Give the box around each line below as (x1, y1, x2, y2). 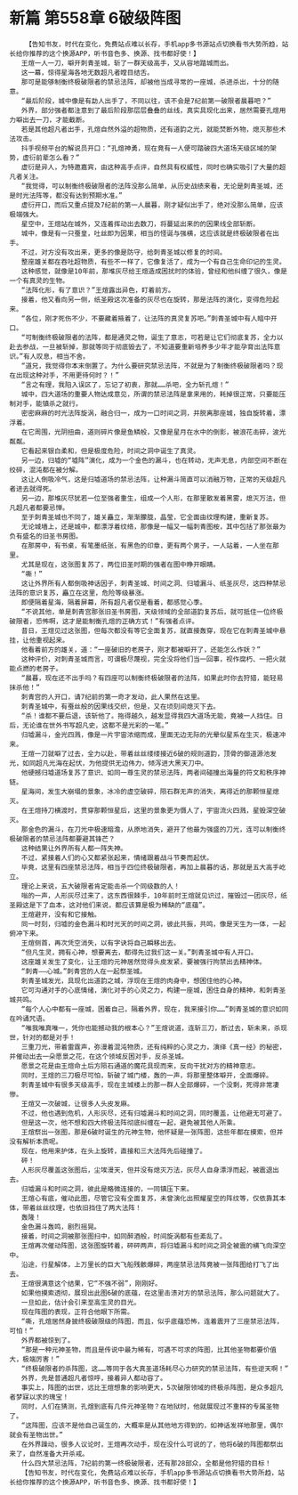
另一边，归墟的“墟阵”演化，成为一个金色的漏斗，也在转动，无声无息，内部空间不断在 (20, 456, 287, 465)
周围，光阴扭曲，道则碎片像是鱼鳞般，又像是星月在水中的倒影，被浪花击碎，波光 (34, 427, 286, 436)
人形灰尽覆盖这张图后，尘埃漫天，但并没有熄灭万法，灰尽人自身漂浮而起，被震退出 (20, 1166, 280, 1174)
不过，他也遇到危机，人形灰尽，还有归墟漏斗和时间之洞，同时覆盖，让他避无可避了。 (20, 1109, 286, 1117)
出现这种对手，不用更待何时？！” (15, 370, 120, 379)
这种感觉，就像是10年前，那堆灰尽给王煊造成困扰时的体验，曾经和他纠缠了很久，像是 (20, 266, 287, 276)
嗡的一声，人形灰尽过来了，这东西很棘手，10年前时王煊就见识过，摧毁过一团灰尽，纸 (20, 891, 287, 900)
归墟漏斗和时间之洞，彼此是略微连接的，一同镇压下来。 (20, 1184, 194, 1193)
